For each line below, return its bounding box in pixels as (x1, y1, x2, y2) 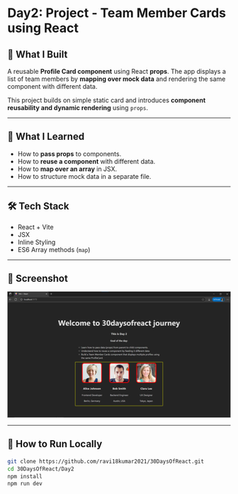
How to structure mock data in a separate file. (17, 172, 152, 180)
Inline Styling (17, 238, 56, 246)
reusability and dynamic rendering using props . (7, 104, 149, 111)
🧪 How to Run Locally (7, 438, 103, 450)
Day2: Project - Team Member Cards (7, 5, 227, 21)
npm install (7, 473, 42, 480)
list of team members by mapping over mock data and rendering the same (7, 75, 226, 83)
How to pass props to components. (17, 149, 122, 158)
